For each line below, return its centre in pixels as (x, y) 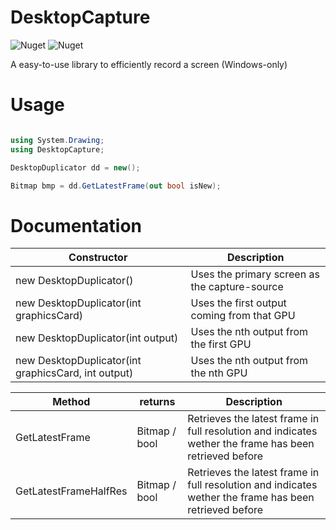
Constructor (98, 258)
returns (157, 402)
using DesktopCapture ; (57, 149)
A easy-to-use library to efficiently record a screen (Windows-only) (149, 64)
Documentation (76, 225)
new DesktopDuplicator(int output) (97, 338)
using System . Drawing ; (57, 140)
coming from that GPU (243, 316)
